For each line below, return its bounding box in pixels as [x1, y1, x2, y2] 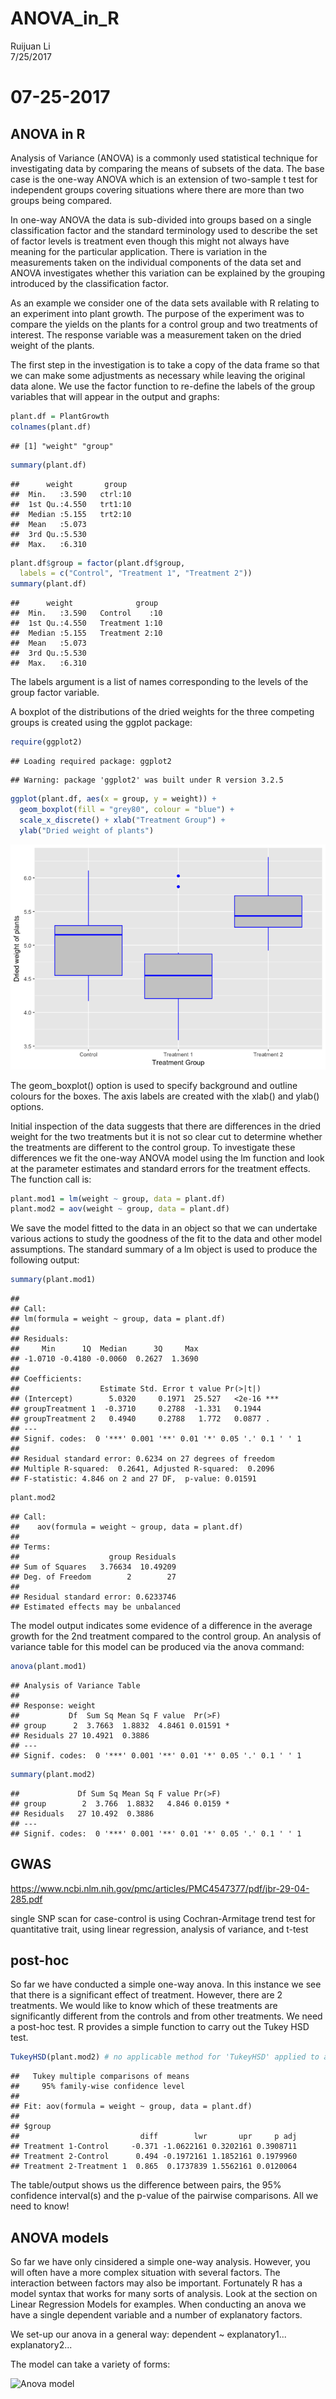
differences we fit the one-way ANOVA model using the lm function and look [10, 1152, 325, 1164]
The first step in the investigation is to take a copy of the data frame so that [10, 358, 320, 371]
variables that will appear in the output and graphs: [10, 390, 220, 402]
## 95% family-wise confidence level [10, 2082, 186, 2092]
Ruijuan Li [10, 40, 51, 52]
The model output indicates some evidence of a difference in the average [10, 1620, 313, 1632]
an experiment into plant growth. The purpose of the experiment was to [10, 307, 305, 319]
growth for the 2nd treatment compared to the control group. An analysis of [10, 1630, 322, 1642]
